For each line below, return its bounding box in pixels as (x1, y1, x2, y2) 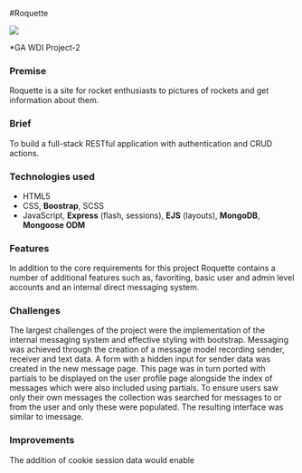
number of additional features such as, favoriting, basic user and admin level (9, 272, 295, 283)
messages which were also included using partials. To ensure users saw (9, 383, 278, 393)
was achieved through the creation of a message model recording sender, (9, 344, 285, 355)
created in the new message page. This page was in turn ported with (9, 364, 266, 374)
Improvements (9, 434, 75, 447)
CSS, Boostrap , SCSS (22, 200, 104, 211)
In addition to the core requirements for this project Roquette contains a (9, 262, 276, 274)
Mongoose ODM (22, 219, 86, 230)
